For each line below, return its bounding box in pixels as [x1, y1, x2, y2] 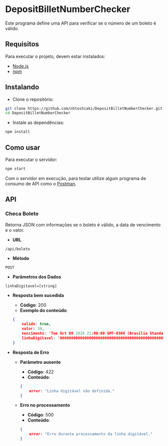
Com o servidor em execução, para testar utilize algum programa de [5, 175, 146, 181]
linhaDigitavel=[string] [5, 283, 57, 288]
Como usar [5, 143, 41, 152]
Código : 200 [20, 302, 47, 308]
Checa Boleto [5, 210, 39, 217]
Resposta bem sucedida [12, 292, 64, 298]
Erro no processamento [20, 402, 70, 408]
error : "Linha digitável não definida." [29, 388, 115, 393]
